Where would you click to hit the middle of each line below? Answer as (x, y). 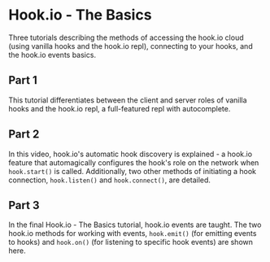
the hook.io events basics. (52, 55)
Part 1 (23, 80)
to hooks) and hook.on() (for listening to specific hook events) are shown (131, 242)
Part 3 (24, 205)
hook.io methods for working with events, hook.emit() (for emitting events (133, 234)
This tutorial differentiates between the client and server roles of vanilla (128, 100)
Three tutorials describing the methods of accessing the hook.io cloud (126, 37)
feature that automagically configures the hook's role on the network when (134, 162)
